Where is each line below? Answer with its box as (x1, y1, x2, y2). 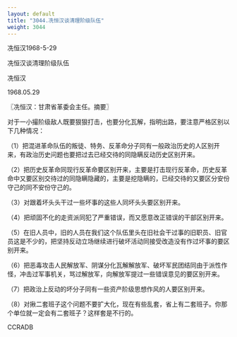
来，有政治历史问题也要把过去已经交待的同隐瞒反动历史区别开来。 (7, 150, 199, 159)
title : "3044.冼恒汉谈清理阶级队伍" (7, 17, 104, 24)
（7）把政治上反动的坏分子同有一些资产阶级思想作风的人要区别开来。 (7, 285, 209, 294)
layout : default (7, 10, 55, 18)
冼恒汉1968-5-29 (7, 44, 57, 52)
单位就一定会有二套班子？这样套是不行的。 (13, 309, 138, 317)
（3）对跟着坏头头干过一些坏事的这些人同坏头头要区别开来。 (7, 198, 185, 207)
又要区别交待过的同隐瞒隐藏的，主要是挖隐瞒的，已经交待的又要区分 (19, 174, 217, 183)
